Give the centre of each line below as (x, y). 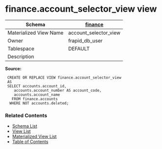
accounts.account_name (37, 95)
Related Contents (26, 115)
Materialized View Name (35, 33)
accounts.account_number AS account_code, (58, 90)
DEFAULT (79, 48)
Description (21, 56)
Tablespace (21, 48)
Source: (13, 68)
